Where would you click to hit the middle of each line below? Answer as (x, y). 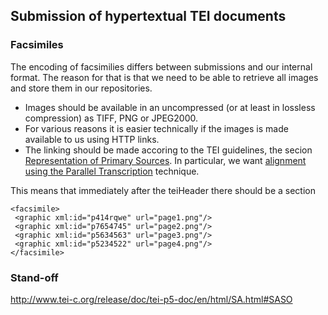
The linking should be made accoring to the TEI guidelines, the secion (168, 150)
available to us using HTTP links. (92, 139)
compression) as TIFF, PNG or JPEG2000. (111, 118)
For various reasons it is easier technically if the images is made (156, 128)
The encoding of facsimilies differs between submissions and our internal (161, 66)
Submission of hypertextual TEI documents (148, 16)
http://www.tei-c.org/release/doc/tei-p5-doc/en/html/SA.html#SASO (151, 299)
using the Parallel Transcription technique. (112, 171)
